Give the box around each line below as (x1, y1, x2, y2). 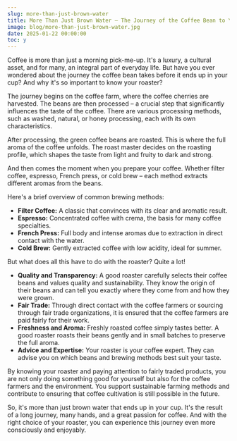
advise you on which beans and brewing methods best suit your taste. (17, 354, 222, 362)
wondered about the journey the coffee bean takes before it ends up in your (7, 71, 228, 80)
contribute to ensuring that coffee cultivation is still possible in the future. (7, 390, 220, 398)
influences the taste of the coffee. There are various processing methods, (7, 107, 222, 116)
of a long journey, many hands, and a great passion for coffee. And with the (7, 411, 227, 419)
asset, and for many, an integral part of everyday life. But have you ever (7, 63, 215, 72)
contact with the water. (17, 237, 85, 245)
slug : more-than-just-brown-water (7, 10, 109, 18)
